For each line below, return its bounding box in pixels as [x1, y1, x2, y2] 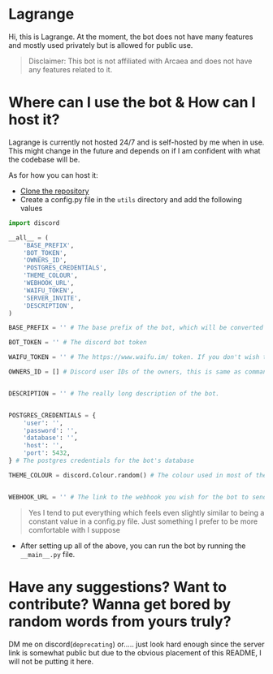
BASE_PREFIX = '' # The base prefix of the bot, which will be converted [8, 324, 264, 332]
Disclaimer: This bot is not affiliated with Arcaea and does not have [28, 56, 253, 66]
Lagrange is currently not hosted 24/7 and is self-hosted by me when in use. [8, 137, 265, 147]
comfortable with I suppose [28, 525, 120, 534]
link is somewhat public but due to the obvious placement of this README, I [8, 647, 262, 658]
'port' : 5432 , [23, 449, 71, 457]
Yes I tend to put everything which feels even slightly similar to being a [28, 508, 265, 517]
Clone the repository [19, 186, 89, 196]
